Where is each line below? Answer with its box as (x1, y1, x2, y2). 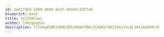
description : (5, 25, 32, 30)
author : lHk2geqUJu (5, 20, 45, 25)
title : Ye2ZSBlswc (5, 16, 42, 21)
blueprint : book (5, 12, 38, 16)
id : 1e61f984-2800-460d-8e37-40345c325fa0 (5, 7, 93, 12)
